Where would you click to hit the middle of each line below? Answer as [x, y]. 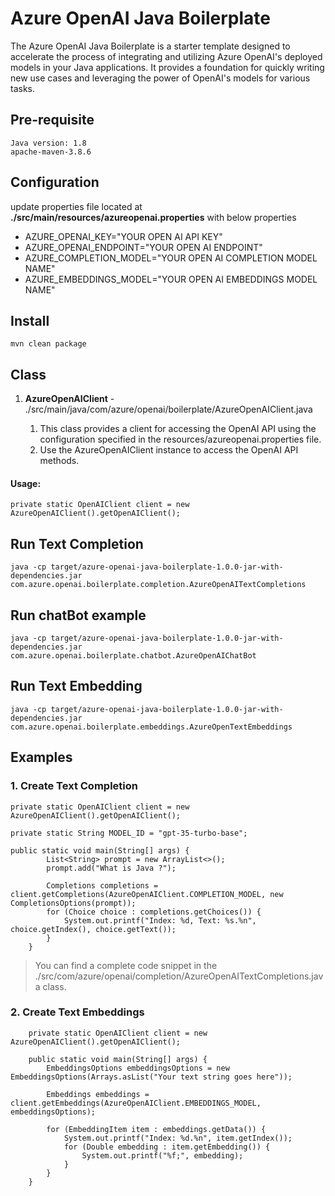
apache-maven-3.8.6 [51, 152]
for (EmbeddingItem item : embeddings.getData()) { [156, 1129]
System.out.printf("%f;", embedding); [162, 1155]
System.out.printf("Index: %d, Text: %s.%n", [160, 920]
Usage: [26, 483]
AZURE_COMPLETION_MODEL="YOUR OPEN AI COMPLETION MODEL [171, 258]
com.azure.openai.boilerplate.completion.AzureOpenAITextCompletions [158, 585]
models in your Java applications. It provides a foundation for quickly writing [167, 67]
